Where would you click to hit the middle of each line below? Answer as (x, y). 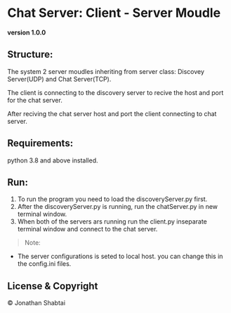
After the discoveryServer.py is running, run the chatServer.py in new (118, 207)
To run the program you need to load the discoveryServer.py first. (112, 199)
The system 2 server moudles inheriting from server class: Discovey (106, 71)
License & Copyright (53, 286)
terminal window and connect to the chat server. (87, 229)
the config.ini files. (44, 264)
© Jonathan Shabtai (36, 303)
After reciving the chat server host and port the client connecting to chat (112, 113)
